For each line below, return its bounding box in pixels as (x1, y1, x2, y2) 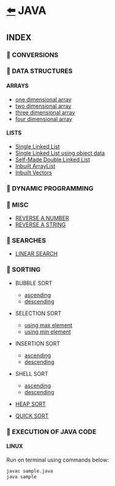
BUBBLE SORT (15, 279, 53, 286)
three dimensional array (15, 108, 75, 116)
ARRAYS (6, 82, 29, 89)
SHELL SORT (15, 370, 49, 377)
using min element (24, 327, 72, 335)
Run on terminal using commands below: (6, 456, 109, 463)
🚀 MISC (6, 200, 29, 209)
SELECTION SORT (15, 309, 62, 317)
